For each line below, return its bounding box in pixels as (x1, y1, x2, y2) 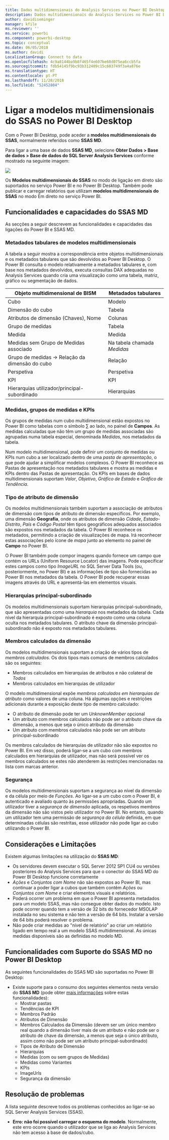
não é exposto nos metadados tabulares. (32, 625, 117, 631)
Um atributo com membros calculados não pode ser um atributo (12, 726, 146, 733)
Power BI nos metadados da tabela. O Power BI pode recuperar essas (5, 574, 150, 580)
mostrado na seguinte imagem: (5, 158, 69, 164)
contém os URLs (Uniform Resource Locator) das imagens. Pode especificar (5, 558, 163, 564)
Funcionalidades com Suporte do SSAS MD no (5, 947, 152, 956)
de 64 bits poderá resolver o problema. (12, 917, 94, 923)
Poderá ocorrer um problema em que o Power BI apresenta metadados (12, 895, 159, 901)
